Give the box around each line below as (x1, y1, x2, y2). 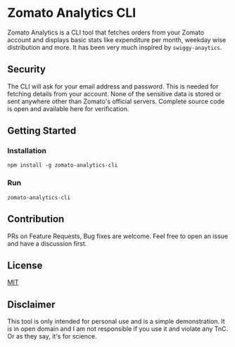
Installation (7, 146, 47, 156)
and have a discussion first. (7, 239, 87, 247)
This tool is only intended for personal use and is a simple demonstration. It (7, 317, 225, 326)
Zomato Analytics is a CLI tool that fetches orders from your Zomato (7, 28, 205, 37)
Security (7, 63, 46, 75)
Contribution (7, 213, 65, 225)
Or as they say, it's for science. (7, 332, 97, 341)
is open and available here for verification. (7, 104, 129, 113)
